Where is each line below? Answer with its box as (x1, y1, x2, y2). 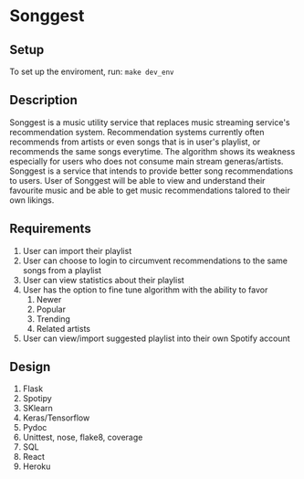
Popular (36, 303, 67, 314)
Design (9, 359, 51, 375)
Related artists (36, 323, 91, 334)
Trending (36, 313, 71, 325)
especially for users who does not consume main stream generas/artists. (9, 155, 284, 166)
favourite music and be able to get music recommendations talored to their (9, 185, 290, 196)
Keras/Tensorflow (22, 412, 90, 423)
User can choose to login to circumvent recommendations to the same (22, 255, 288, 266)
